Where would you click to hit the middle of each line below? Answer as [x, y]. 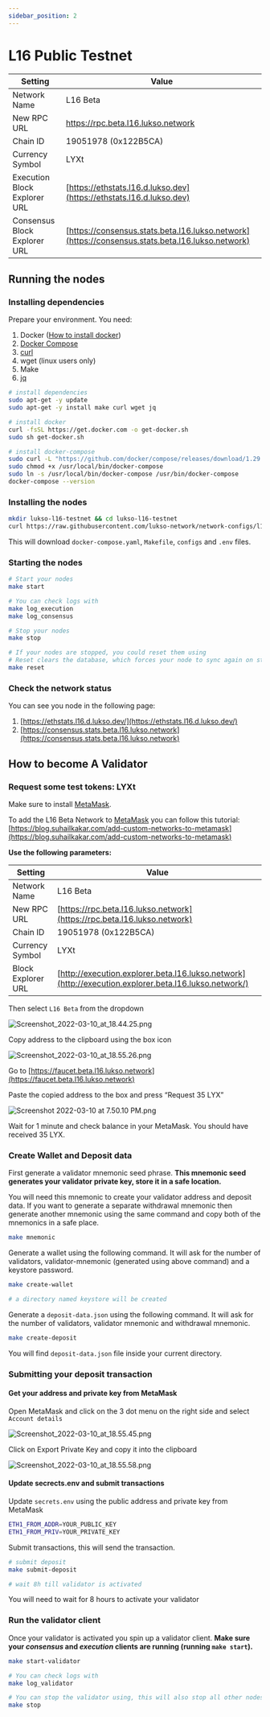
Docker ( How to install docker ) [71, 336]
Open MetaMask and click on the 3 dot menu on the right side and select [129, 1411]
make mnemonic [32, 1237]
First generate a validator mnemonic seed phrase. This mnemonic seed [127, 1173]
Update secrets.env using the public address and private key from [118, 1501]
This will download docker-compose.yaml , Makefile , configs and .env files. [130, 541]
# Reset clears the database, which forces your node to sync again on [131, 661]
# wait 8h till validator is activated [75, 1584]
